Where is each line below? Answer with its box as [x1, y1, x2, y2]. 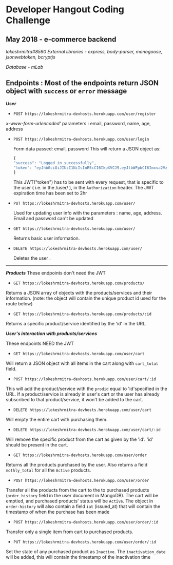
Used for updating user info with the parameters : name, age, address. [13, 210, 162, 216]
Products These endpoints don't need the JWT [6, 270, 106, 276]
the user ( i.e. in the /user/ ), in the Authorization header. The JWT [13, 185, 155, 191]
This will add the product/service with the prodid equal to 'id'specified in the [6, 386, 167, 392]
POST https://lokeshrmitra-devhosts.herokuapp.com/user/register [13, 111, 156, 116]
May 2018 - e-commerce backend [6, 35, 117, 44]
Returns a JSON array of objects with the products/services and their [6, 290, 152, 296]
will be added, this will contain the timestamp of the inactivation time [6, 554, 151, 560]
